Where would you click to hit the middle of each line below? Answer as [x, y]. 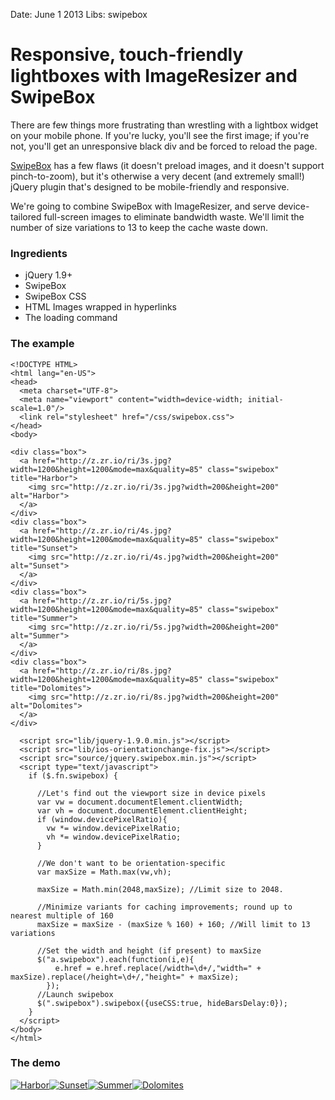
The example [42, 344]
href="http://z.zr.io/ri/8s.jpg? [102, 670]
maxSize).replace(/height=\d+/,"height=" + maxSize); [125, 977]
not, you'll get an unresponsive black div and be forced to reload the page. [164, 146]
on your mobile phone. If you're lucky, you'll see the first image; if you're [160, 135]
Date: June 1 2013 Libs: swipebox [79, 14]
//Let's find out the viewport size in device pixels [151, 793]
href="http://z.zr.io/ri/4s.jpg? [102, 530]
